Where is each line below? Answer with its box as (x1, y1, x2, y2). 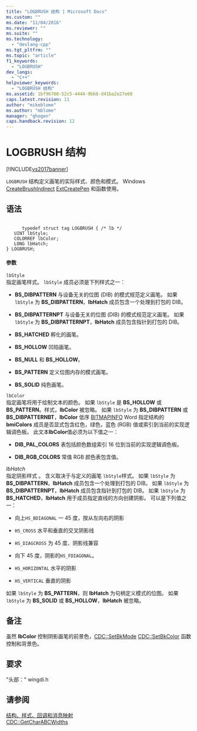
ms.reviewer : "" (6, 25, 46, 31)
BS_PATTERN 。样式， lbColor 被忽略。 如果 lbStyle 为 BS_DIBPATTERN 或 (6, 406, 188, 413)
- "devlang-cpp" (11, 42, 51, 48)
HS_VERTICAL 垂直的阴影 (14, 577, 72, 585)
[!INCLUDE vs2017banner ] (6, 166, 69, 173)
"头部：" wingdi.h (6, 675, 49, 683)
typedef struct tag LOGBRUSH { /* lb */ (21, 225, 122, 231)
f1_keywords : (6, 58, 38, 64)
